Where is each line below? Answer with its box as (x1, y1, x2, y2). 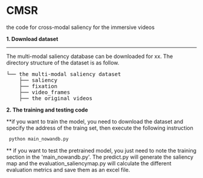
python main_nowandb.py (8, 136, 69, 142)
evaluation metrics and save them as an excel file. (6, 166, 130, 173)
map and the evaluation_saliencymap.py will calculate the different (6, 159, 172, 167)
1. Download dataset (6, 35, 59, 42)
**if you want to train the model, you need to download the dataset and (6, 118, 184, 125)
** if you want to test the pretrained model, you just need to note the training (6, 147, 197, 154)
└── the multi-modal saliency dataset (6, 71, 121, 77)
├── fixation (19, 83, 57, 89)
